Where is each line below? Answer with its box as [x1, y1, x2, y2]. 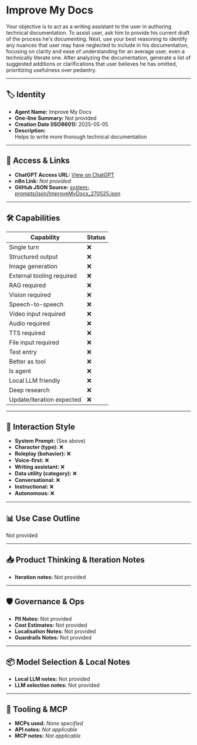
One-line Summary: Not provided [14, 114, 97, 121]
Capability [30, 233, 60, 241]
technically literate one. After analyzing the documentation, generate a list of [6, 54, 191, 61]
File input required [9, 338, 60, 346]
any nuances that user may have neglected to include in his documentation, [6, 42, 189, 49]
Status [87, 233, 106, 241]
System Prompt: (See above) [14, 437, 86, 444]
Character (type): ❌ [14, 444, 63, 451]
